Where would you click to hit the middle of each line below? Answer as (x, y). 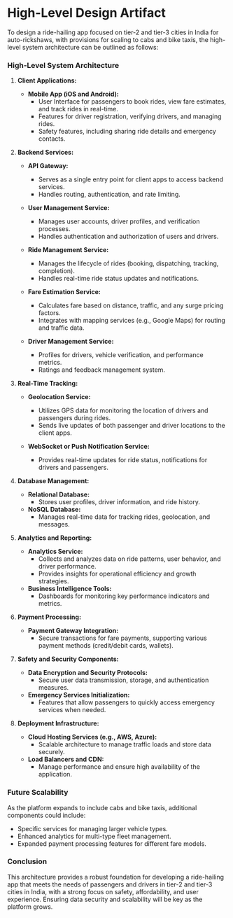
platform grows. (30, 906)
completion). (56, 271)
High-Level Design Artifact (87, 13)
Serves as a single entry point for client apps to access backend (131, 179)
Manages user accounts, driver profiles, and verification (119, 221)
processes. (54, 229)
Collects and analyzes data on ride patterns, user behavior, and (129, 559)
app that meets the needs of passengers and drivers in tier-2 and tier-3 (110, 884)
